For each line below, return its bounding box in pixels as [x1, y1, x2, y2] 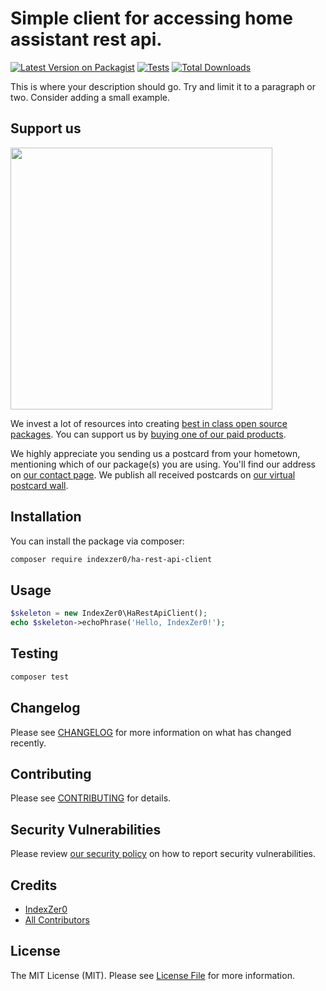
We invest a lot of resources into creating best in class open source [10, 417, 288, 429]
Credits [10, 877, 58, 894]
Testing [10, 645, 59, 662]
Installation [10, 508, 82, 526]
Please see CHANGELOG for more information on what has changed [10, 726, 292, 738]
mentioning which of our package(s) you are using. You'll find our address [10, 458, 316, 470]
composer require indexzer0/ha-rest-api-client [10, 554, 213, 564]
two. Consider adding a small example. [10, 91, 170, 103]
